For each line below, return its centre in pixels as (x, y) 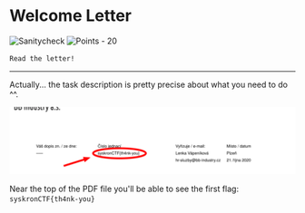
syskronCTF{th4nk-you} (52, 199)
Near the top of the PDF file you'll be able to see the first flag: (124, 189)
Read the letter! (42, 58)
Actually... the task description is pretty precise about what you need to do (149, 84)
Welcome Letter (70, 16)
